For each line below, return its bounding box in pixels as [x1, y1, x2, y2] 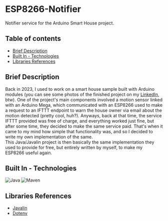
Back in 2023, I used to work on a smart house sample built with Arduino [5, 86, 155, 92]
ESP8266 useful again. [5, 150, 52, 156]
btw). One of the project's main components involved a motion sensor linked [5, 96, 163, 103]
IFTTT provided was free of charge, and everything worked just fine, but [5, 118, 154, 124]
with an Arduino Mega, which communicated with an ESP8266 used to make [5, 102, 163, 108]
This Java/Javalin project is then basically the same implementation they [5, 139, 154, 145]
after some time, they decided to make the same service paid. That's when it [5, 123, 163, 129]
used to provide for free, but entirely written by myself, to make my [5, 144, 143, 150]
